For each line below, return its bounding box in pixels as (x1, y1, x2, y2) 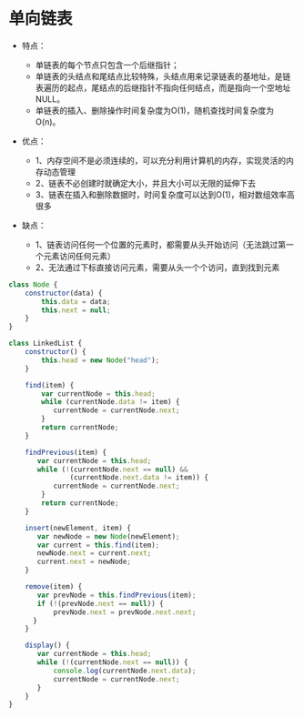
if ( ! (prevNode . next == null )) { (36, 599, 165, 608)
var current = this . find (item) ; (36, 540, 160, 550)
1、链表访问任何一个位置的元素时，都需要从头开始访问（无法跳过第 (35, 238, 287, 250)
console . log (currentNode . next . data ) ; (53, 666, 197, 675)
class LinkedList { (8, 338, 83, 348)
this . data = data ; (41, 297, 111, 306)
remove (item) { (25, 582, 83, 591)
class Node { (8, 279, 58, 289)
